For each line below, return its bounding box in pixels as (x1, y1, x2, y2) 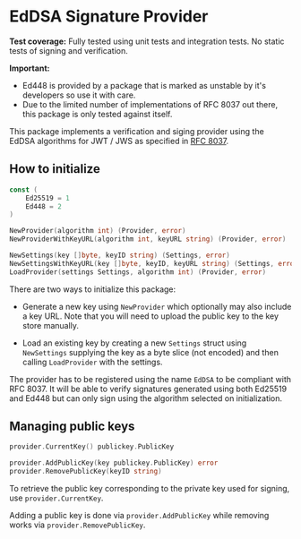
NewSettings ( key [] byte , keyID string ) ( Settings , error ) (9, 251, 230, 260)
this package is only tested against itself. (21, 108, 173, 119)
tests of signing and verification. (9, 45, 128, 56)
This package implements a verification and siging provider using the (9, 125, 264, 136)
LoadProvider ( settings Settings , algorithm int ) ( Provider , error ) (9, 267, 267, 277)
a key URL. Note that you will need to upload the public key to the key (21, 311, 279, 321)
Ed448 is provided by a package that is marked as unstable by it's (21, 80, 267, 90)
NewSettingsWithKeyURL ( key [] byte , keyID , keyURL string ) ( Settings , (9, 259, 275, 268)
